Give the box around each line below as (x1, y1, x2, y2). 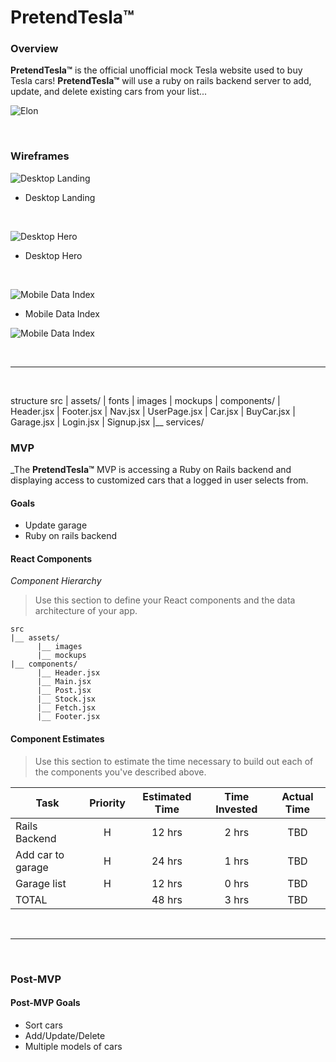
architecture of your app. (34, 605, 138, 617)
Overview (10, 42, 59, 56)
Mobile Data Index (24, 307, 100, 320)
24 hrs (151, 854, 183, 868)
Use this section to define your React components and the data (34, 594, 296, 606)
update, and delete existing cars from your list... (10, 86, 208, 98)
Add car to (15, 847, 65, 861)
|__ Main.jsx (36, 677, 92, 687)
